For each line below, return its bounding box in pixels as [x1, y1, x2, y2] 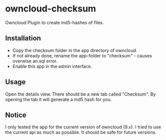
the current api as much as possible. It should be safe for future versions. [5, 129, 157, 135]
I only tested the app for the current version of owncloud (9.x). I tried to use [5, 124, 161, 130]
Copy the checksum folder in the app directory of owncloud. [12, 47, 137, 53]
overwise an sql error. [12, 58, 58, 64]
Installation [5, 34, 41, 42]
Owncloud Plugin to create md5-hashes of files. [5, 19, 104, 25]
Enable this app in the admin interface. [12, 63, 92, 69]
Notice [5, 110, 27, 119]
